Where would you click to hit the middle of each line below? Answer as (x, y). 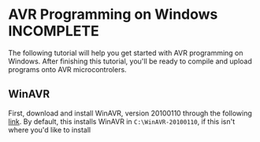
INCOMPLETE (54, 31)
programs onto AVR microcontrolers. (68, 69)
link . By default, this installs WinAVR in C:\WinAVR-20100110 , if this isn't (122, 121)
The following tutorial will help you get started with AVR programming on (126, 53)
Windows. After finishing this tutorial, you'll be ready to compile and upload (130, 61)
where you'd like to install (50, 129)
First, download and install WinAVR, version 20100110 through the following (130, 113)
